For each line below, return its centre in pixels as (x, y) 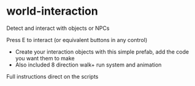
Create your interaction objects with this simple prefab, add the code (102, 52)
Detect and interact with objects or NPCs (58, 28)
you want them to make (45, 58)
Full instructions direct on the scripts (52, 76)
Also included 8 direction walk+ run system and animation (88, 65)
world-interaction (52, 11)
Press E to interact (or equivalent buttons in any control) (77, 40)
